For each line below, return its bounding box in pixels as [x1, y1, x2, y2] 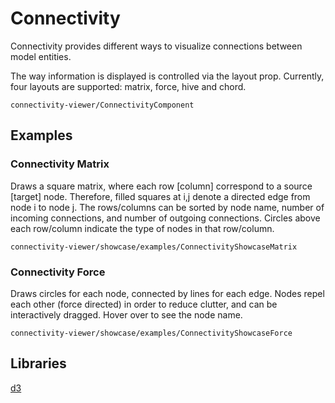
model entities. [10, 50, 72, 62]
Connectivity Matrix [10, 157, 110, 171]
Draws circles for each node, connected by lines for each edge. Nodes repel [10, 287, 325, 299]
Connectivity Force [10, 265, 106, 279]
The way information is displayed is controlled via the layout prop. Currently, [10, 70, 325, 82]
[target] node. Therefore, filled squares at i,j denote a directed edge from [10, 190, 311, 202]
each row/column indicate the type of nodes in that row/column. [10, 222, 275, 234]
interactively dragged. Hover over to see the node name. [10, 308, 243, 321]
